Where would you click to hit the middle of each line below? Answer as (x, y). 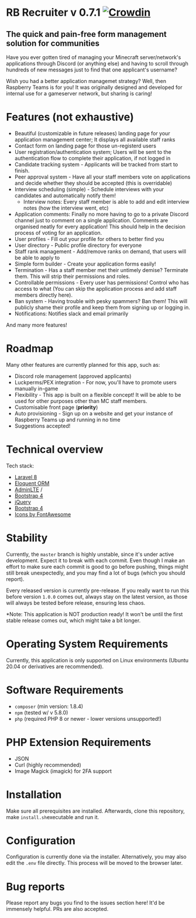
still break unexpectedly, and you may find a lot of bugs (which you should (96, 573)
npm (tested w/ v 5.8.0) (41, 712)
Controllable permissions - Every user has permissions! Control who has (102, 282)
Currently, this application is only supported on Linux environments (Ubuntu (97, 660)
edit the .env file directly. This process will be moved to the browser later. (94, 863)
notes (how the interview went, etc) (66, 208)
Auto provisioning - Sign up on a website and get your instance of (94, 413)
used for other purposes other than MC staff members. (81, 401)
